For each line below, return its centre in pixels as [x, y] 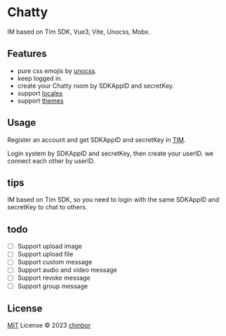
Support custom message [55, 262]
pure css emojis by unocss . [57, 70]
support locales [40, 93]
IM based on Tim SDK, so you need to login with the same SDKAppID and [113, 200]
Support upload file [45, 254]
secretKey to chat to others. [47, 207]
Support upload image [49, 246]
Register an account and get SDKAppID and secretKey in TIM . [97, 140]
